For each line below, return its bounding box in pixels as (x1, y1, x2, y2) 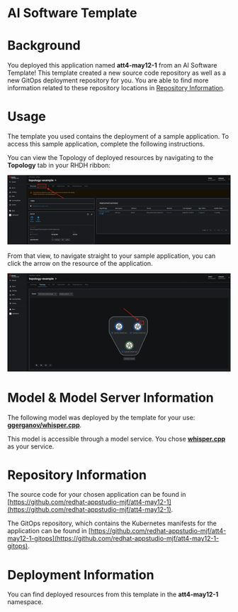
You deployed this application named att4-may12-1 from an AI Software (7, 61, 217, 70)
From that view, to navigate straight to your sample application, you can (7, 252, 216, 260)
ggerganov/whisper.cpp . (7, 421, 82, 429)
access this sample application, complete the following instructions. (7, 140, 205, 149)
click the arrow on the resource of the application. (7, 259, 154, 268)
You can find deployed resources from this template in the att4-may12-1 (7, 590, 219, 598)
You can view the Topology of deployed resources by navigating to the (7, 154, 214, 162)
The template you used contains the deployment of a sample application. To (7, 132, 229, 141)
